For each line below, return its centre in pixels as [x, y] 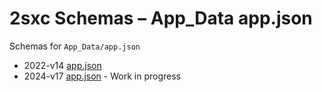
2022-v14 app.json [62, 65]
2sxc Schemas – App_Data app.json [161, 18]
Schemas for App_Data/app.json [75, 46]
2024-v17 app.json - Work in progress [102, 76]
